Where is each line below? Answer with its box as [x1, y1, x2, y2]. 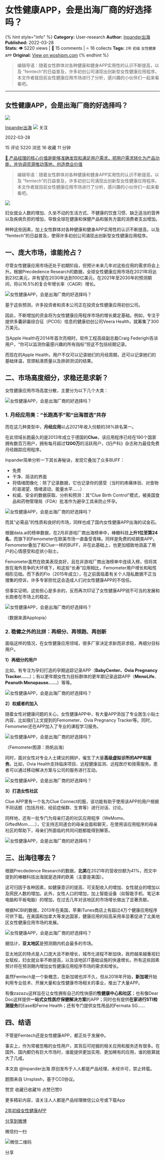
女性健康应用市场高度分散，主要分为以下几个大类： [5, 388, 109, 394]
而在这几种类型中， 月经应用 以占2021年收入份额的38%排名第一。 [5, 424, 137, 430]
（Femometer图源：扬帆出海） [5, 744, 67, 750]
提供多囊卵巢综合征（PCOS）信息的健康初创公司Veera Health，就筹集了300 [5, 318, 159, 324]
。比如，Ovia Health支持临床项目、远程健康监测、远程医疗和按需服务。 [9, 761, 154, 766]
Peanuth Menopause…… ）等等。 [5, 679, 75, 685]
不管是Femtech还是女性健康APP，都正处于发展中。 [5, 1032, 109, 1038]
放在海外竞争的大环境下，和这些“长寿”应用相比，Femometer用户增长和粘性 [5, 564, 157, 570]
